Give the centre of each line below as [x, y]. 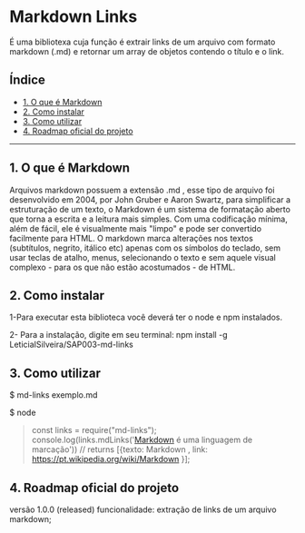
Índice [27, 80]
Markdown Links [74, 17]
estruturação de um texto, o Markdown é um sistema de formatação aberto [150, 209]
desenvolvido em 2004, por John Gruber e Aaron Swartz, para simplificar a [150, 199]
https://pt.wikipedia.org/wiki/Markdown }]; [111, 459]
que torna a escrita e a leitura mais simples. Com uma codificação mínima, [148, 219]
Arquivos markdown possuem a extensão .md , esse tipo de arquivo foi [142, 190]
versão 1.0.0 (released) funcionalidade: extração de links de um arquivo [143, 509]
